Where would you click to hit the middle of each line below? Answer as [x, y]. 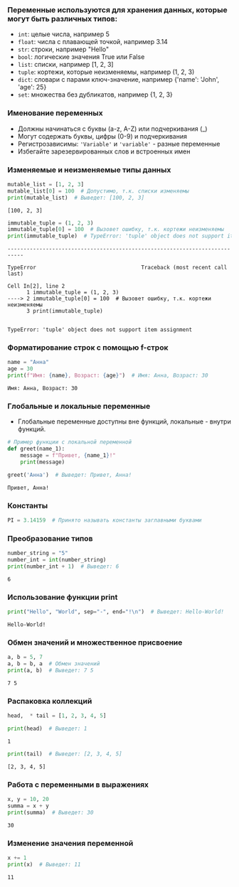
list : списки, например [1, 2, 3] [65, 65]
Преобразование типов [50, 538]
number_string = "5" [38, 553]
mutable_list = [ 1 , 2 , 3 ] [46, 184]
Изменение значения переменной [70, 843]
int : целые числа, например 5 [64, 34]
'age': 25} [32, 87]
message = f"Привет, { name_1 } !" [68, 456]
